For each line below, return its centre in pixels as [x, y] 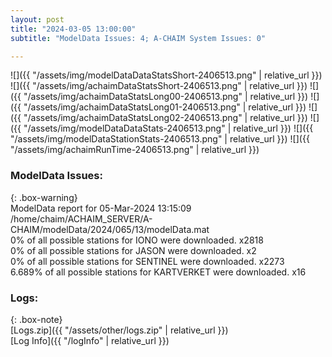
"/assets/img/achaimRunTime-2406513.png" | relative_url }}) [135, 150]
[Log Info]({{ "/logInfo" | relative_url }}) [90, 340]
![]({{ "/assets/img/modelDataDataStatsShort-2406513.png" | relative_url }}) [166, 75]
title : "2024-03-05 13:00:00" [73, 29]
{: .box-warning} [44, 197]
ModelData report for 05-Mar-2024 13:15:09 [101, 208]
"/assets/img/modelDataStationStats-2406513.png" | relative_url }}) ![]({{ [160, 139]
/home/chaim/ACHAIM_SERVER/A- [81, 218]
